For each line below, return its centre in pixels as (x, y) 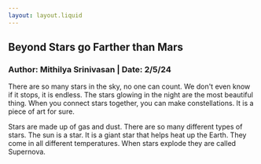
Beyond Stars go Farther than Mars (96, 47)
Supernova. (27, 152)
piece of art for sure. (41, 111)
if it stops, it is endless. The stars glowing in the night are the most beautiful (131, 95)
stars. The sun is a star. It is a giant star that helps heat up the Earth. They (127, 135)
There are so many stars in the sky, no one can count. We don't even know (129, 86)
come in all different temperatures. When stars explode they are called (122, 144)
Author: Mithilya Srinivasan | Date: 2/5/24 (90, 69)
